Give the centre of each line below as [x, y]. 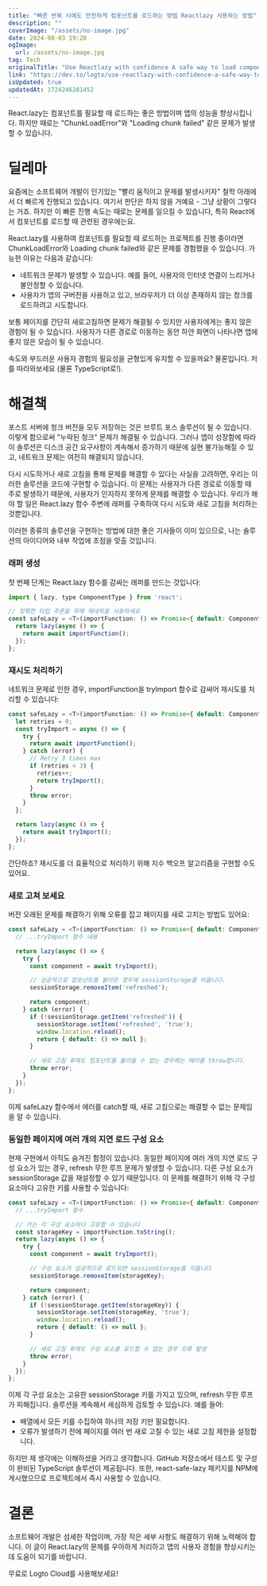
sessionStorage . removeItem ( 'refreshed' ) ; [99, 988]
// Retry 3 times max [65, 759]
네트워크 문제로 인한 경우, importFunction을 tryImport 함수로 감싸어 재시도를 [128, 689]
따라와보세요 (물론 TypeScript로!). [70, 369]
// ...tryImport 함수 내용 [56, 937]
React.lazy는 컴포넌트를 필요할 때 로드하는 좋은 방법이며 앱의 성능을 [113, 113]
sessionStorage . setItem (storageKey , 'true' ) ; [114, 1312]
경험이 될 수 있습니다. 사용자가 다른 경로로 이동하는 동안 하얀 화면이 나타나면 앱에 [133, 332]
